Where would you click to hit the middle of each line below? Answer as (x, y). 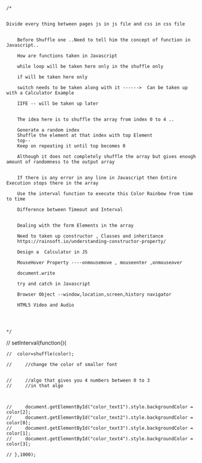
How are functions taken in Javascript (67, 56)
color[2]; (19, 412)
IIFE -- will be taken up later (58, 104)
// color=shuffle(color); (40, 354)
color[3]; (19, 444)
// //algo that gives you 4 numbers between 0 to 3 (78, 381)
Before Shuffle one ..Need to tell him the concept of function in (104, 40)
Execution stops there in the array (52, 183)
